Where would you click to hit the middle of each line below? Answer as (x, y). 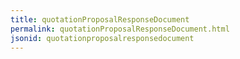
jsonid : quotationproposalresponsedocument (102, 38)
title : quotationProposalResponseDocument (100, 19)
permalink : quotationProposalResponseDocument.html (120, 29)
